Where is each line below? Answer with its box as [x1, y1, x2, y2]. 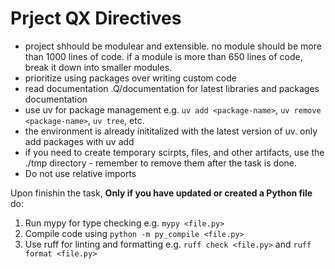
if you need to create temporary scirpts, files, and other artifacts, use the [24, 146, 325, 158]
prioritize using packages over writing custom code [24, 72, 237, 84]
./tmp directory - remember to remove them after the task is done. [24, 157, 298, 169]
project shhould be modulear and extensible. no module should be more [24, 40, 322, 52]
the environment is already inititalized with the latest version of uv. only [24, 125, 318, 137]
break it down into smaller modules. [24, 61, 173, 73]
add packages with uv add [24, 135, 135, 147]
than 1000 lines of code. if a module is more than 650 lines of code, [24, 50, 303, 62]
